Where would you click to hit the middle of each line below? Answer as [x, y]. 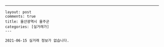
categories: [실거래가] [27, 27]
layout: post [18, 12]
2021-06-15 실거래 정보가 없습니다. [37, 41]
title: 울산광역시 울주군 [27, 22]
